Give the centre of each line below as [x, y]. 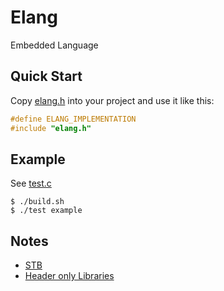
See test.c [31, 183]
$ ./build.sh [37, 202]
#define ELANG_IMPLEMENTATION [73, 119]
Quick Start [46, 76]
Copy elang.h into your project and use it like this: [112, 100]
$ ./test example [46, 211]
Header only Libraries [69, 276]
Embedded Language [54, 45]
